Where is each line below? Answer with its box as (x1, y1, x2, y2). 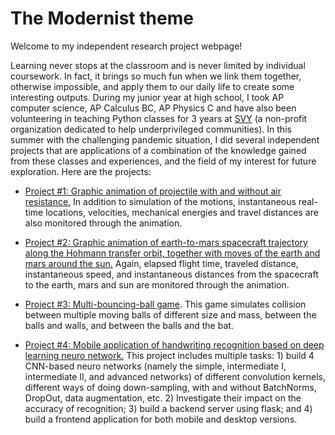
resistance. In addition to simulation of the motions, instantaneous (24, 195, 297, 207)
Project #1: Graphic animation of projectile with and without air (24, 185, 282, 197)
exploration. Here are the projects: (10, 165, 152, 177)
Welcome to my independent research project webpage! (10, 40, 243, 52)
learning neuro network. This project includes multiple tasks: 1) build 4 (24, 349, 315, 361)
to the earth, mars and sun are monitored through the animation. (24, 278, 290, 291)
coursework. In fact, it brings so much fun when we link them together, (10, 70, 302, 82)
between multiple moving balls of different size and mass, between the (24, 308, 317, 321)
